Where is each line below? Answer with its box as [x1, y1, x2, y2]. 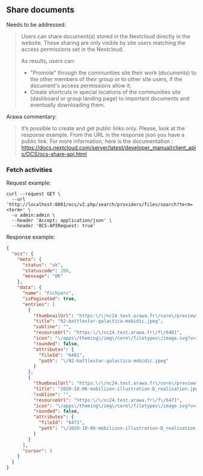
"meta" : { [17, 256, 42, 262]
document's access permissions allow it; [30, 82, 132, 89]
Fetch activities [6, 165, 53, 174]
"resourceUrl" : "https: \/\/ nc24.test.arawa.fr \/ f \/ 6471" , [33, 397, 182, 403]
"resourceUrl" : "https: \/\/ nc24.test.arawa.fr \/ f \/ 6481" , [33, 329, 182, 336]
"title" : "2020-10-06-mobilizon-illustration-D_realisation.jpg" [33, 386, 201, 392]
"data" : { [17, 285, 42, 291]
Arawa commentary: [6, 113, 57, 120]
